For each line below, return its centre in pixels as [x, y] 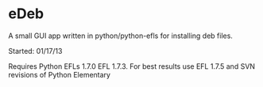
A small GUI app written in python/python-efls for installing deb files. [120, 36]
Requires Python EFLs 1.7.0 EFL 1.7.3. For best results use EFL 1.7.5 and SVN [132, 66]
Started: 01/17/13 [35, 51]
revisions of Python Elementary [60, 74]
